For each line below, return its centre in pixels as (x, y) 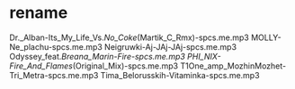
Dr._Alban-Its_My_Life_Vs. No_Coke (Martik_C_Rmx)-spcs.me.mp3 (129, 37)
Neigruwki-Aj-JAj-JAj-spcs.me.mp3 (170, 46)
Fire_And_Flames (41, 66)
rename (39, 13)
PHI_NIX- (205, 56)
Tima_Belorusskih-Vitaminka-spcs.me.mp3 (180, 75)
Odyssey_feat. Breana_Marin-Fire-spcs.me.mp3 (98, 56)
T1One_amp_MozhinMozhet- (233, 66)
